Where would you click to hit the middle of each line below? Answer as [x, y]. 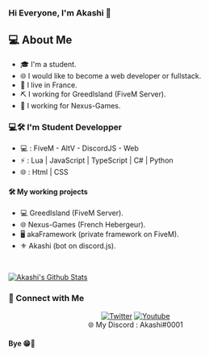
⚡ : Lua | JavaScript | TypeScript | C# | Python [96, 160]
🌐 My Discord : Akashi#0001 [136, 324]
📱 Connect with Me [46, 299]
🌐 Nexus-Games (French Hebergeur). [83, 225]
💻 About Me [40, 40]
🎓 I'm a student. [48, 64]
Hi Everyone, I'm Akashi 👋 [60, 13]
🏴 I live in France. [49, 85]
